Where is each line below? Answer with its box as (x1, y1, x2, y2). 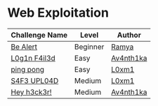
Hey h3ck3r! (11, 87, 52, 97)
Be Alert (11, 42, 37, 52)
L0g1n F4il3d (11, 53, 56, 63)
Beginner (74, 42, 105, 52)
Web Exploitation (7, 5, 109, 21)
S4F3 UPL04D (11, 75, 59, 85)
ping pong (11, 64, 44, 74)
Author (117, 30, 142, 40)
